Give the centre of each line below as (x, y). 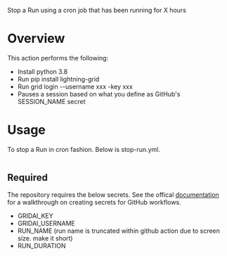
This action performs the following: (58, 58)
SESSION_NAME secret (51, 101)
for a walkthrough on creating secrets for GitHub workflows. (94, 202)
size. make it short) (45, 238)
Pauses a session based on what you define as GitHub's (99, 94)
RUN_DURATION (41, 245)
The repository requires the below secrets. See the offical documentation (113, 194)
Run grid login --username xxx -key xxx (75, 87)
